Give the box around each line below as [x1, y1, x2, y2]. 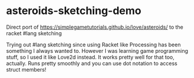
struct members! [6, 66, 47, 73]
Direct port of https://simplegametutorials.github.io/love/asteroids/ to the [6, 23, 183, 30]
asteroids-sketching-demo [6, 4, 142, 18]
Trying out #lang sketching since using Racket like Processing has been [6, 41, 181, 48]
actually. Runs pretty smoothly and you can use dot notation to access [6, 60, 177, 67]
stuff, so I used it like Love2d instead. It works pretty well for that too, [6, 53, 174, 60]
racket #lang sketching [6, 29, 62, 36]
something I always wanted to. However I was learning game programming [6, 47, 188, 54]
